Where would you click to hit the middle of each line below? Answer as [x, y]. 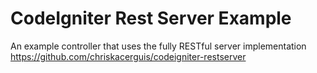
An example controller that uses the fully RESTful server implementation [158, 46]
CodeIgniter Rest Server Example [151, 18]
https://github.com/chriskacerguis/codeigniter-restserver [128, 56]
